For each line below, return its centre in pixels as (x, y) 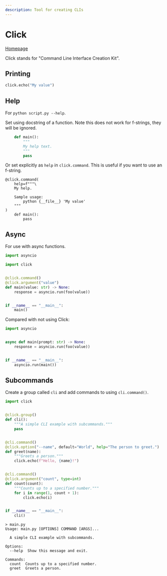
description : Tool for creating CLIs (44, 10)
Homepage (17, 48)
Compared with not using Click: (37, 319)
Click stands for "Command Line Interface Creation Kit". (63, 58)
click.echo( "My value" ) (30, 85)
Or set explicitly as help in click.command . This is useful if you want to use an (84, 165)
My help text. (38, 146)
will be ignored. (21, 128)
